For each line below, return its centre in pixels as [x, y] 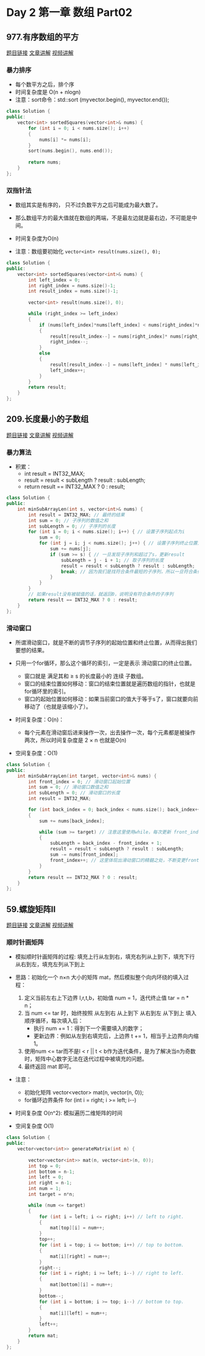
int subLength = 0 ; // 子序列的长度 [72, 526]
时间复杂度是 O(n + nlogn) [48, 92]
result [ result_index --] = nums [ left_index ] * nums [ [117, 364]
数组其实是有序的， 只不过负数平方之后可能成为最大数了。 [88, 205]
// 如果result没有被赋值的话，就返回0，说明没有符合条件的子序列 [101, 594]
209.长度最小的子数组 [48, 419]
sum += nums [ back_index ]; [72, 821]
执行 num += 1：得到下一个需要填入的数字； [89, 1028]
